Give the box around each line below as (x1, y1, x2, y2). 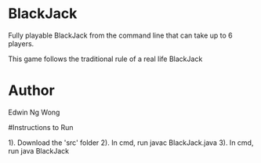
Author (8, 81, 55, 100)
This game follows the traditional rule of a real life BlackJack (8, 54, 203, 63)
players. (8, 38, 34, 48)
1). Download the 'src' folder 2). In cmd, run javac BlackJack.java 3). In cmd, (8, 138, 254, 147)
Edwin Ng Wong (8, 107, 60, 117)
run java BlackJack (8, 146, 70, 155)
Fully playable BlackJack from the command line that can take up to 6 (8, 31, 233, 40)
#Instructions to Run (8, 122, 74, 132)
